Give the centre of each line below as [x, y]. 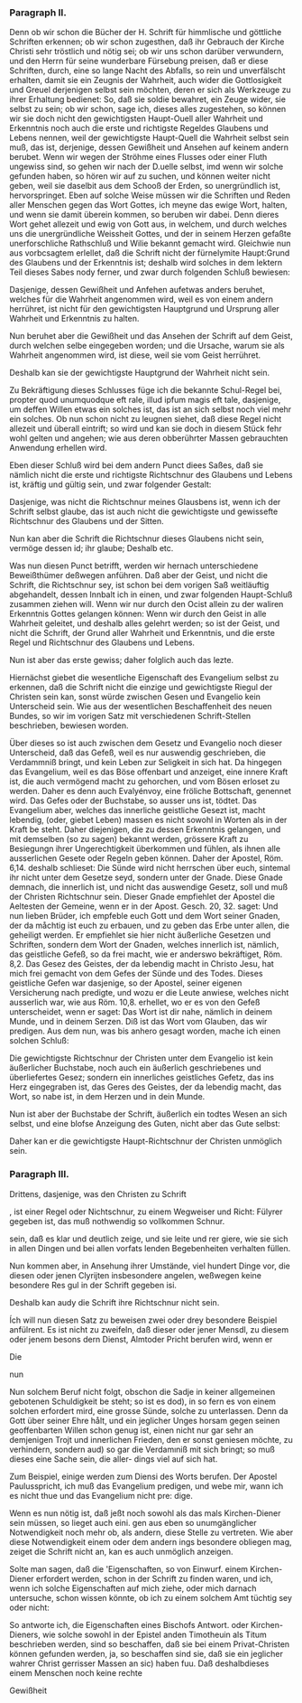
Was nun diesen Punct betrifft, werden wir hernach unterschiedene [134, 566]
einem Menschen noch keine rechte [76, 1672]
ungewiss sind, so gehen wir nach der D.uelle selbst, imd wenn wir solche [146, 167]
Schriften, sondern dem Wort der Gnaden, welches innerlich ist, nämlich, [144, 945]
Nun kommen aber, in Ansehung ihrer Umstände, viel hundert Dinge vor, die [150, 1266]
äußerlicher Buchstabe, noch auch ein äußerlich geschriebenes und [135, 1068]
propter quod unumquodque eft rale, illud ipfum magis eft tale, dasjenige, [145, 400]
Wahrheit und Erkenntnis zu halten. [74, 319]
